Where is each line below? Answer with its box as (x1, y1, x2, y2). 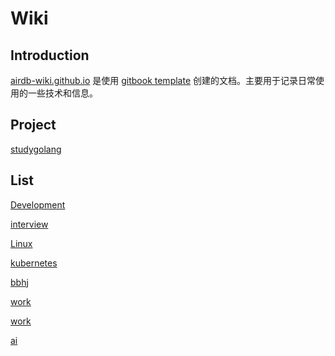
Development (10, 198, 66, 211)
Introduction (10, 47, 90, 64)
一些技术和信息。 (27, 87, 98, 99)
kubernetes (10, 257, 58, 269)
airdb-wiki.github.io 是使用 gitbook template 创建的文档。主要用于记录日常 (10, 75, 316, 86)
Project (10, 117, 57, 134)
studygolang (10, 143, 62, 155)
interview (10, 218, 49, 230)
